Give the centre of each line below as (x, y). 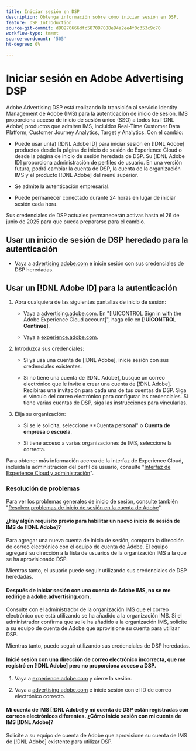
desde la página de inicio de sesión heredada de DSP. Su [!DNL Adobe (100, 156)
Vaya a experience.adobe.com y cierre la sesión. (73, 679)
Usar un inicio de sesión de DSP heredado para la (97, 240)
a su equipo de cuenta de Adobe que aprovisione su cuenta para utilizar (93, 628)
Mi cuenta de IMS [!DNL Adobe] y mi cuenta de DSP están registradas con (97, 709)
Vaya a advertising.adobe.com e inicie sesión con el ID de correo (93, 690)
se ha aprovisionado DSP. (37, 559)
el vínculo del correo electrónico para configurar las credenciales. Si (106, 397)
